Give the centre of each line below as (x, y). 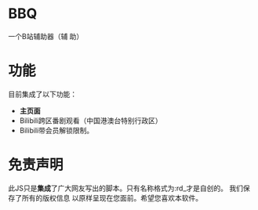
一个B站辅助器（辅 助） (46, 36)
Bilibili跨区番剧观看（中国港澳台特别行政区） (91, 120)
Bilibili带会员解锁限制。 (56, 130)
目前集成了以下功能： (42, 94)
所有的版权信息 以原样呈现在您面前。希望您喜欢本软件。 (112, 197)
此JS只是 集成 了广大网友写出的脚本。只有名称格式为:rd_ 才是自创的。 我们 (125, 188)
